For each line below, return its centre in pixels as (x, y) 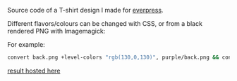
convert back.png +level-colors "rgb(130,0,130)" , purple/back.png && (113, 57)
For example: (26, 44)
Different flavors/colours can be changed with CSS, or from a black (105, 23)
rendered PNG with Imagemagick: (56, 31)
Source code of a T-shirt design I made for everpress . (85, 10)
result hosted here (34, 71)
